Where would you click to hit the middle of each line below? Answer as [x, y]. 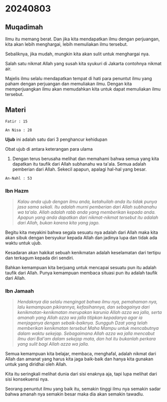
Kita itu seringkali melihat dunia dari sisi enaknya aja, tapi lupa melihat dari [81, 374]
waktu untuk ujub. [24, 243]
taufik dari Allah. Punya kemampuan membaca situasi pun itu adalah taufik [81, 273]
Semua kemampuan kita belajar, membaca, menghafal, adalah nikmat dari [81, 354]
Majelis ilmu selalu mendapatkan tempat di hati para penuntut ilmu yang [79, 78]
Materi [16, 110]
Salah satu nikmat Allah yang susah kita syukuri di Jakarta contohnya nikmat [83, 63]
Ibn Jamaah [20, 291]
